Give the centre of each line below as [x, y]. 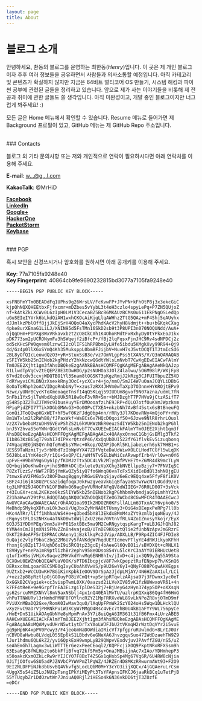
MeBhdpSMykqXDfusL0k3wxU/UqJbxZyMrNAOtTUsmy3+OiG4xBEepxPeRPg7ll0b [93, 508]
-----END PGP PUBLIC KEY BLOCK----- [52, 693]
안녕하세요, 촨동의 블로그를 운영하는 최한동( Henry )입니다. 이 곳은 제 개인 [91, 67]
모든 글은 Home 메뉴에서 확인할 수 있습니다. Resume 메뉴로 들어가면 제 [90, 118]
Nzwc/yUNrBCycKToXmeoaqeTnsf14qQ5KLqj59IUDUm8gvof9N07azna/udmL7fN [93, 392]
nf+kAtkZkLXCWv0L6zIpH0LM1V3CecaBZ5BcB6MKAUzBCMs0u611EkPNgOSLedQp [93, 313]
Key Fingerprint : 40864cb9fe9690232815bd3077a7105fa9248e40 [90, 280]
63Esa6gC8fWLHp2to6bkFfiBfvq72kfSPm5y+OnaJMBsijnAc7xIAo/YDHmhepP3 [93, 651]
